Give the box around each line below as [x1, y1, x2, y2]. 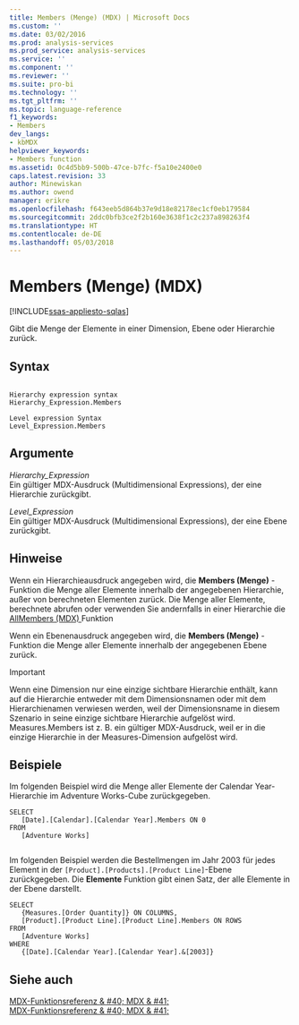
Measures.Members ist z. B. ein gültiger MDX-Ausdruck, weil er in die [9, 722, 266, 732]
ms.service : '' [9, 55, 66, 64]
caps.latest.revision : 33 [9, 171, 106, 180]
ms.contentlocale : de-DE [9, 229, 102, 238]
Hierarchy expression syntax [9, 390, 118, 399]
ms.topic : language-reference [9, 105, 123, 114]
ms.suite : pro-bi [9, 80, 74, 89]
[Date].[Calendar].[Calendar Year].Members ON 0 [21, 816, 206, 824]
